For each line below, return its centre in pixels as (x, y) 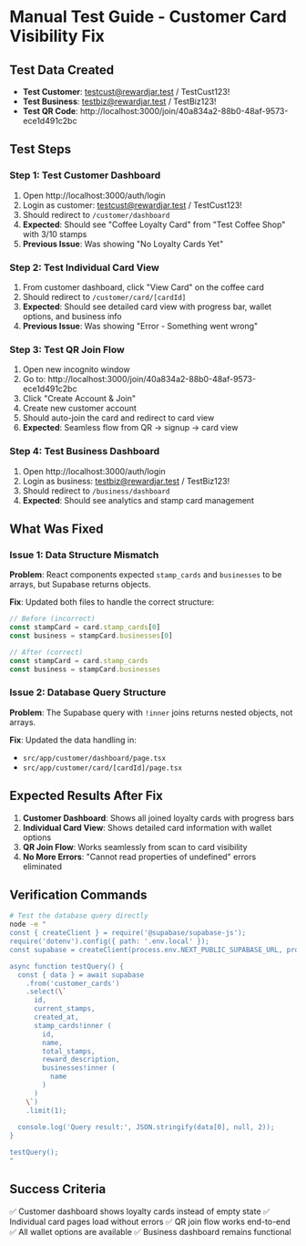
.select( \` (46, 992)
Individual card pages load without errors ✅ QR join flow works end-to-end (150, 1221)
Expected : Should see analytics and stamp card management (138, 500)
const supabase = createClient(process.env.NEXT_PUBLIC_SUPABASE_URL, (146, 950)
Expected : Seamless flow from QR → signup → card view (130, 428)
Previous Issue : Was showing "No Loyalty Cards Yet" (123, 244)
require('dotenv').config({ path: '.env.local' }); (109, 941)
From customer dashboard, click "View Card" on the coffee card (143, 287)
